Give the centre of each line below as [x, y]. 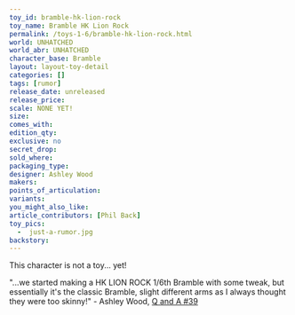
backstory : [29, 240]
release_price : [37, 100]
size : [19, 116]
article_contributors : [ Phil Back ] [75, 215]
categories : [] [37, 75]
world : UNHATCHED [41, 42]
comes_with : [31, 125]
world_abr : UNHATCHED [49, 51]
